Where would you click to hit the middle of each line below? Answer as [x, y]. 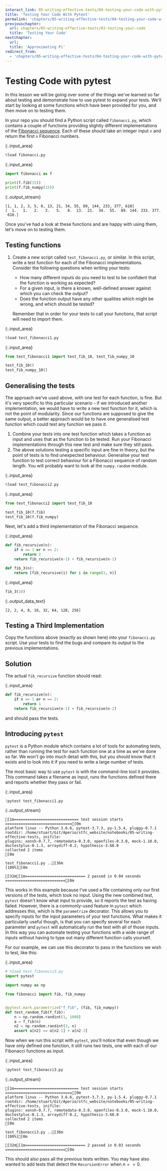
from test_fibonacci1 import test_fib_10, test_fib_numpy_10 [70, 357]
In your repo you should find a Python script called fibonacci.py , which [78, 120]
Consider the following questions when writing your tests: [71, 268]
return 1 [32, 704]
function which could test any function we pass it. [56, 424]
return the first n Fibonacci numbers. [42, 136]
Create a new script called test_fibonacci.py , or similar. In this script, [84, 257]
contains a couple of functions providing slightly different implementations [81, 126]
